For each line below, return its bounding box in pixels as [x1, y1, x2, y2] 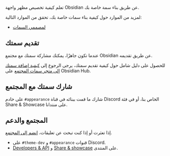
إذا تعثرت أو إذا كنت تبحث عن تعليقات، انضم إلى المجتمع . [5, 129, 112, 136]
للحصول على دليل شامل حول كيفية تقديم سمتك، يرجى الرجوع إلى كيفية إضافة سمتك [5, 62, 165, 68]
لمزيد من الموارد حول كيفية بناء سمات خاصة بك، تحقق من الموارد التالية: [5, 14, 142, 20]
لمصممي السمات [12, 24, 46, 30]
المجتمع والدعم [5, 116, 48, 125]
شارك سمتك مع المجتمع [5, 83, 73, 91]
